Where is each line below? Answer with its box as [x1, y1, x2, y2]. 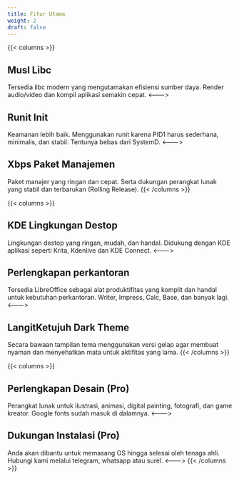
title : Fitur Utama [7, 10, 66, 18]
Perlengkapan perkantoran [7, 267, 130, 279]
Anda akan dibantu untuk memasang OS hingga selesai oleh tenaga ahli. [7, 448, 220, 457]
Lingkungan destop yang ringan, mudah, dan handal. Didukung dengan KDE [7, 238, 230, 247]
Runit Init [7, 111, 49, 123]
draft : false [7, 24, 46, 31]
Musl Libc [7, 64, 52, 76]
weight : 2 [7, 17, 37, 24]
